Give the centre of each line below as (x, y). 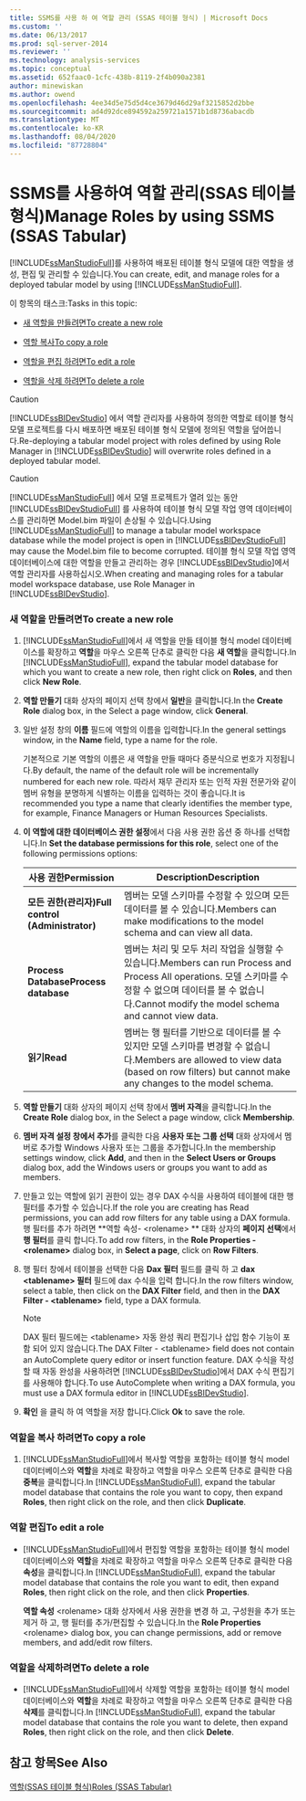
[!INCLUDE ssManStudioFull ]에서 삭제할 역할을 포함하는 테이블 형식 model (156, 1689)
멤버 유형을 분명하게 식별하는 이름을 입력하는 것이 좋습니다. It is (134, 793)
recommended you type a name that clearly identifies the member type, (158, 803)
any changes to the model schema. (199, 1083)
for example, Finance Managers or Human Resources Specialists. (145, 813)
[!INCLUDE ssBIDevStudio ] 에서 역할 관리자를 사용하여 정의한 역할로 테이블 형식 (152, 417)
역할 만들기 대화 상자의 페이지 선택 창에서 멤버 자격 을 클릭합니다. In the (147, 1107)
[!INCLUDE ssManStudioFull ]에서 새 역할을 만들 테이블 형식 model (141, 640)
